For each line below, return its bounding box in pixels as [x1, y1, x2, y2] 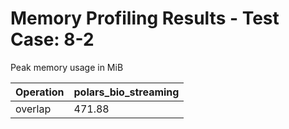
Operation [15, 85, 65, 99]
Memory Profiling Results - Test [10, 7, 280, 30]
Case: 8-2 [10, 28, 95, 51]
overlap [15, 102, 52, 116]
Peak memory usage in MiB [10, 61, 124, 73]
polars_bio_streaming [73, 85, 180, 99]
